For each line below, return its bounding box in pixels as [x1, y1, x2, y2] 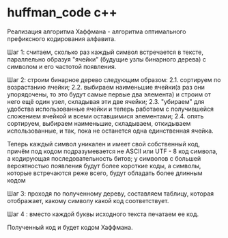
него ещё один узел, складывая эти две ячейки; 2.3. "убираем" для [7, 97, 205, 105]
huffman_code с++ [7, 5, 117, 21]
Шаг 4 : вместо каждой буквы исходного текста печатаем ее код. [7, 210, 199, 218]
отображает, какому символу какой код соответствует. [7, 196, 169, 204]
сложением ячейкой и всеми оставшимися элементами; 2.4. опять [7, 111, 204, 120]
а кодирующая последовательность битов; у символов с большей [7, 154, 201, 162]
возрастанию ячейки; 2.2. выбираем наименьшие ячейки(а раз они [7, 83, 205, 91]
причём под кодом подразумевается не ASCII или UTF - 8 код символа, [7, 147, 218, 155]
